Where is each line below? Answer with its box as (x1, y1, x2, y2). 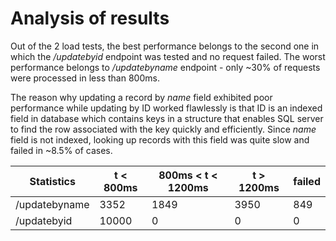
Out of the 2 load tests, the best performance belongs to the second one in (10, 40, 320, 52)
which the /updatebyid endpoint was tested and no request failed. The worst (10, 50, 326, 62)
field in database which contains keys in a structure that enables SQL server (10, 112, 324, 124)
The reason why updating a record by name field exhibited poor (10, 91, 273, 103)
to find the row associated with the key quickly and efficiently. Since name (10, 123, 317, 135)
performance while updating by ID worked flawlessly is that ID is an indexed (10, 102, 323, 114)
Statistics (29, 174, 76, 188)
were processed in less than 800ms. (10, 72, 160, 84)
